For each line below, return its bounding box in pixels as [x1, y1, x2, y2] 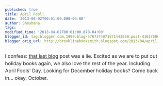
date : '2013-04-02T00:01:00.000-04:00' [5, 16, 86, 21]
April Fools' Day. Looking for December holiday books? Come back [5, 67, 158, 74]
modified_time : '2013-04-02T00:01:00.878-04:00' [5, 30, 105, 34]
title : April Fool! [5, 12, 45, 17]
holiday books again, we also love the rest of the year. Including [5, 60, 150, 67]
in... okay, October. [5, 74, 48, 81]
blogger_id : [5, 34, 29, 39]
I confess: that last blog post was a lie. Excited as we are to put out [5, 52, 158, 59]
